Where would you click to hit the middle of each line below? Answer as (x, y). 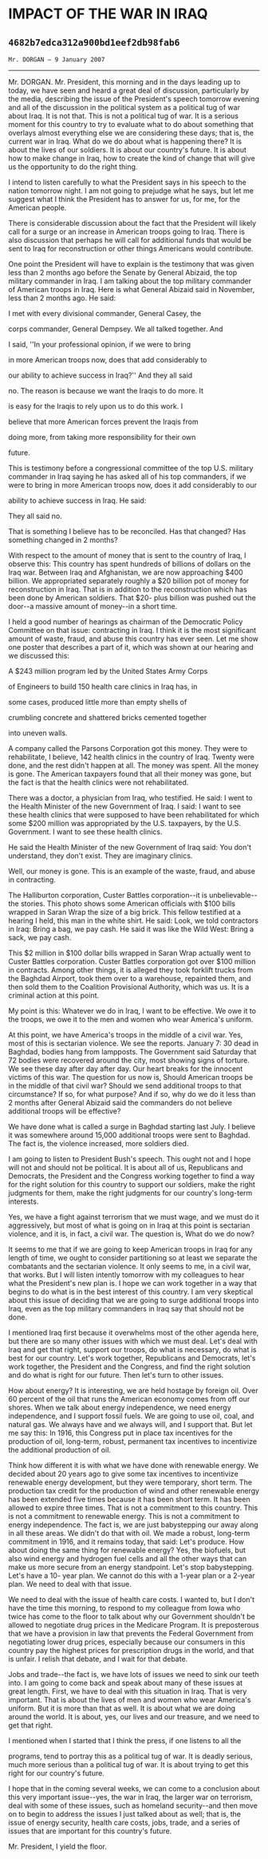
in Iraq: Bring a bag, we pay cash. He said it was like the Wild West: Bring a (131, 929)
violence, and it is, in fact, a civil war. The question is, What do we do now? (132, 1234)
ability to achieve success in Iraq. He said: (77, 500)
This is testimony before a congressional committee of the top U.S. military (131, 468)
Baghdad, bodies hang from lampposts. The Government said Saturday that (132, 1052)
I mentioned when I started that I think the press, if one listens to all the (125, 1740)
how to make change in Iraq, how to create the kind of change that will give (132, 158)
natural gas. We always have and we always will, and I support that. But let (130, 1424)
